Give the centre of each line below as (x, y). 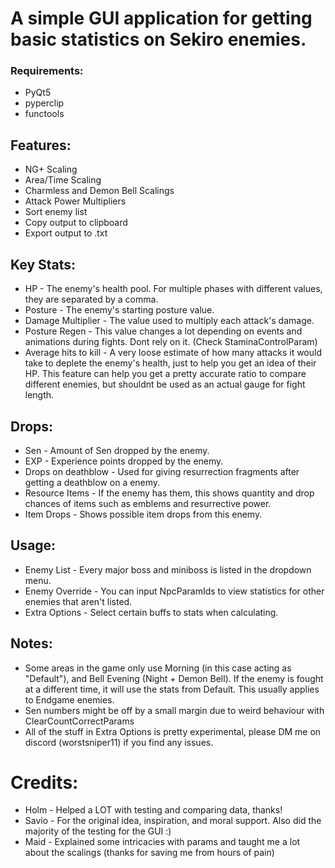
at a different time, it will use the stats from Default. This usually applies (172, 689)
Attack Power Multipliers (75, 201)
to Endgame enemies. (69, 699)
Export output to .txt (66, 233)
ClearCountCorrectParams (79, 721)
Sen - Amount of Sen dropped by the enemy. (117, 450)
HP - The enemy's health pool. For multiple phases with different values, (173, 289)
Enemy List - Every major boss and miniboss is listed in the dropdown (168, 569)
